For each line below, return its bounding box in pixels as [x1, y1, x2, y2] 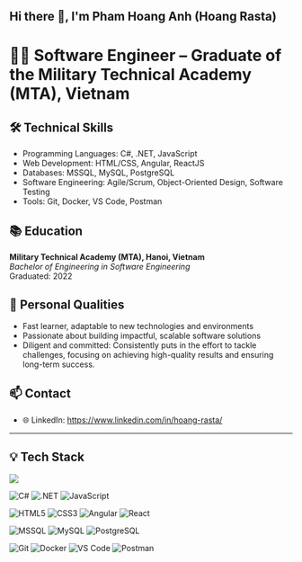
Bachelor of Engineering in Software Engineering [9, 262, 191, 272]
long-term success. [22, 359, 95, 370]
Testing [22, 186, 51, 198]
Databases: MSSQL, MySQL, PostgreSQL [22, 167, 175, 178]
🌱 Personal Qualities [9, 297, 125, 312]
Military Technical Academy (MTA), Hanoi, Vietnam [9, 252, 205, 263]
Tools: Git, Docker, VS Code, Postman [22, 196, 163, 207]
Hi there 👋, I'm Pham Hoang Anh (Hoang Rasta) [9, 9, 277, 24]
